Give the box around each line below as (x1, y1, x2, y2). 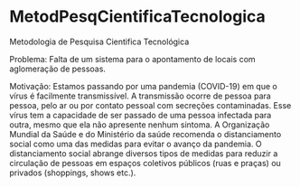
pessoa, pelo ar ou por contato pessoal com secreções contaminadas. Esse (9, 99, 292, 110)
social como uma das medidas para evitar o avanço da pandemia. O (9, 138, 262, 149)
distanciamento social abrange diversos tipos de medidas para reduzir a (9, 147, 278, 159)
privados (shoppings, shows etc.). (9, 167, 136, 178)
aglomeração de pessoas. (9, 63, 107, 74)
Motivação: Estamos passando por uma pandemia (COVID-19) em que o (9, 80, 277, 91)
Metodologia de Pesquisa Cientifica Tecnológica (9, 36, 190, 47)
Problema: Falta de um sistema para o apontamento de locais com (9, 53, 256, 64)
